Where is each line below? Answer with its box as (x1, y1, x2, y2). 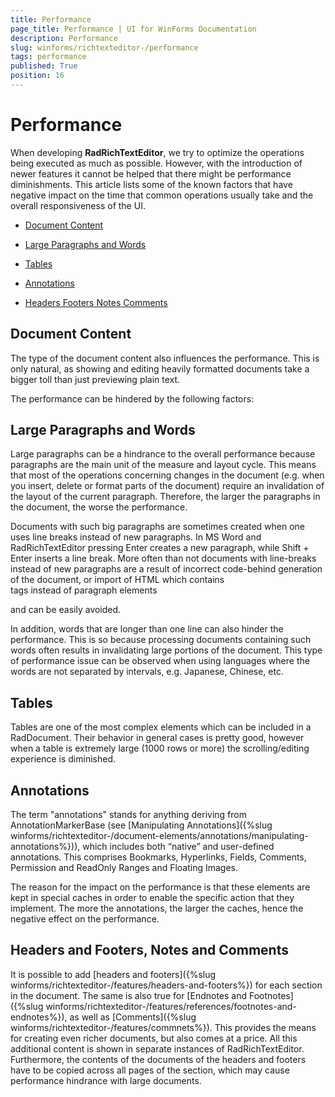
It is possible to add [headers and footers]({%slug (10, 968, 217, 980)
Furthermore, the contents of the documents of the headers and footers (10, 1053, 307, 1065)
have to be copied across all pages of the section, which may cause (10, 1064, 290, 1076)
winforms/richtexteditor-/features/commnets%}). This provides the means (10, 1021, 317, 1033)
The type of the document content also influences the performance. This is (10, 352, 320, 364)
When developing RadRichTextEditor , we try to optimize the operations (10, 146, 305, 158)
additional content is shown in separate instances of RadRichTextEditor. (10, 1042, 305, 1055)
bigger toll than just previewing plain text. (10, 373, 181, 385)
